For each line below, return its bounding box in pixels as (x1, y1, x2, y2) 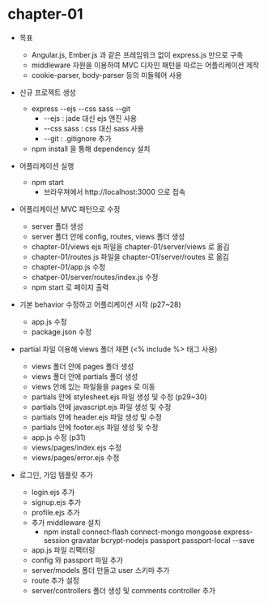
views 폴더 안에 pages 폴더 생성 (31, 361, 134, 371)
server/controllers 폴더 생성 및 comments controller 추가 (31, 585, 216, 595)
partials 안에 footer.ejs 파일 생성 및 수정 (31, 422, 159, 432)
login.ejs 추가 (31, 487, 75, 497)
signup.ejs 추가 (31, 497, 82, 507)
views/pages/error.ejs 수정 (31, 452, 120, 463)
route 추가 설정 (31, 575, 80, 585)
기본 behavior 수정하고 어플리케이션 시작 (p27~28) (19, 299, 181, 309)
